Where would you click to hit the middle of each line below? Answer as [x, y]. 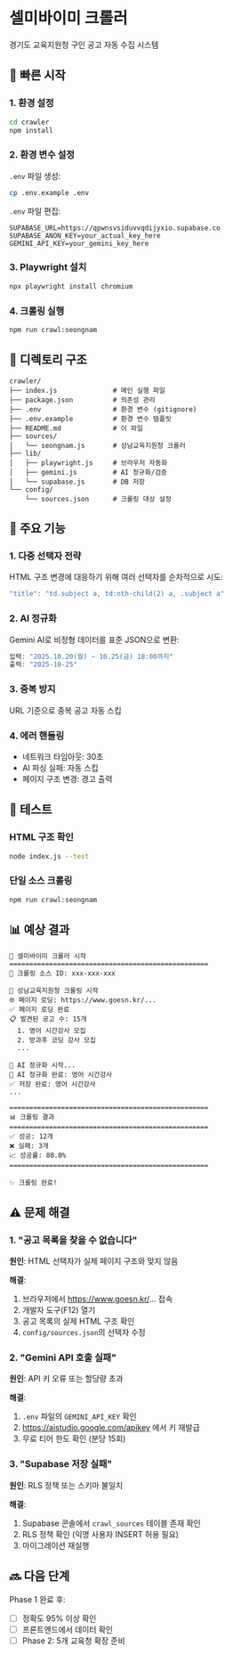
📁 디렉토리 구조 [48, 360]
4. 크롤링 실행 [37, 311]
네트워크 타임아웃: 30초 [63, 756]
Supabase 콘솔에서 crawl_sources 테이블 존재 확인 [112, 1523]
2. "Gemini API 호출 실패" [63, 1357]
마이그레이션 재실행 [56, 1545]
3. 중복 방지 [32, 689]
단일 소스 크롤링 [41, 881]
